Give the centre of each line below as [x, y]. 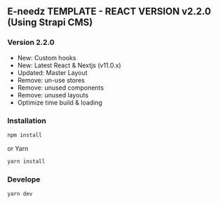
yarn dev [20, 194]
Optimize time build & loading [60, 102]
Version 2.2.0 [31, 43]
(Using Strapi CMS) [50, 23]
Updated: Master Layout [52, 72]
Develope [24, 179]
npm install [25, 135]
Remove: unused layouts [53, 95]
